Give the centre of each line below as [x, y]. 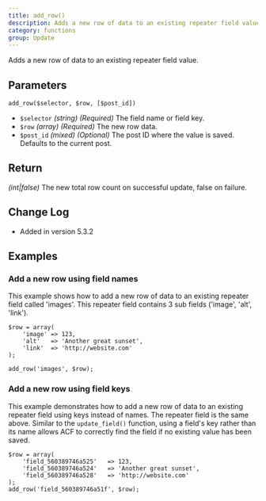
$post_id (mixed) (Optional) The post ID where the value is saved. [127, 135]
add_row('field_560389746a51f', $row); [74, 489]
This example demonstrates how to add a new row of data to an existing [126, 406]
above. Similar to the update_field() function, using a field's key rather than [132, 423]
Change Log [39, 212]
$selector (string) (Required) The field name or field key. [112, 118]
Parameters [38, 85]
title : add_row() [37, 15]
